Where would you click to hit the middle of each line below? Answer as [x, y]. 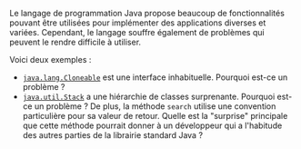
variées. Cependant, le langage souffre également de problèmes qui [137, 32]
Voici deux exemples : [50, 60]
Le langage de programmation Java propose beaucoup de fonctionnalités [147, 13]
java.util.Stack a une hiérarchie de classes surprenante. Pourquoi [149, 96]
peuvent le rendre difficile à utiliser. [75, 42]
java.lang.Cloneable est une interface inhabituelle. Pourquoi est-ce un [155, 77]
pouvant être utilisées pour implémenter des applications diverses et [138, 23]
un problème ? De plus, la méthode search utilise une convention [155, 106]
